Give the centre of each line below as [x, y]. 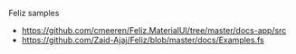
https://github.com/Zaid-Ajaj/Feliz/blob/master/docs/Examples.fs [143, 40]
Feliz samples [34, 13]
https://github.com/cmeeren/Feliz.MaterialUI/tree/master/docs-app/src [154, 30]
